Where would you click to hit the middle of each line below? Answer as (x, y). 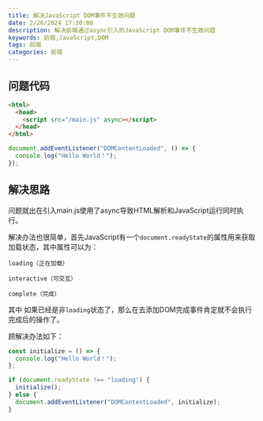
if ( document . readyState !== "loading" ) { (79, 380)
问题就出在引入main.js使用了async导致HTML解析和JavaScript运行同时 (122, 210)
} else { (23, 395)
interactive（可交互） (43, 278)
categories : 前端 (36, 52)
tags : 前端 (25, 45)
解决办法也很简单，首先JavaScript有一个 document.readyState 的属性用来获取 (132, 237)
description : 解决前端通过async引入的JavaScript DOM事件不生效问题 (112, 30)
